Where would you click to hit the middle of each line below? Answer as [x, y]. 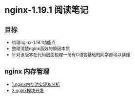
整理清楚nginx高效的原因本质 [41, 49]
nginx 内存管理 [27, 72]
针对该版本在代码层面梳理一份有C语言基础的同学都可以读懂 [71, 55]
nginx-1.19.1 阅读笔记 [47, 10]
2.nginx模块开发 [28, 90]
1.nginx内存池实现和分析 [36, 84]
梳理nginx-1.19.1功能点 [34, 42]
